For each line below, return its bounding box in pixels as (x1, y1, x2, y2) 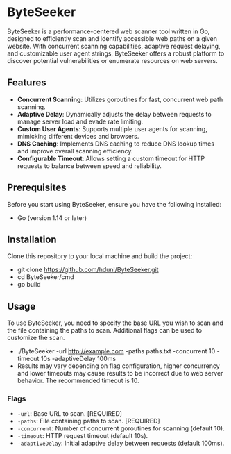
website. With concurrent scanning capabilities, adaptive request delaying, (7, 42, 221, 50)
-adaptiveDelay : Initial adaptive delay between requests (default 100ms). (17, 439, 225, 448)
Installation (7, 233, 57, 245)
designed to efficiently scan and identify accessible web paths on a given (7, 34, 217, 42)
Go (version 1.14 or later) (17, 213, 87, 222)
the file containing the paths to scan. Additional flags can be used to (7, 326, 203, 335)
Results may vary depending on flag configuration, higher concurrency (17, 362, 220, 370)
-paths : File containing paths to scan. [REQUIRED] (17, 417, 161, 426)
